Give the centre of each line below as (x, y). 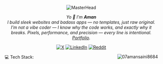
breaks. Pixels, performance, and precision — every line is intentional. (81, 32)
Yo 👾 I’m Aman (81, 17)
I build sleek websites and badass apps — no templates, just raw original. (81, 22)
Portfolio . (81, 38)
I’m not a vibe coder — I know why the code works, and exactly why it (81, 27)
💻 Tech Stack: (19, 57)
